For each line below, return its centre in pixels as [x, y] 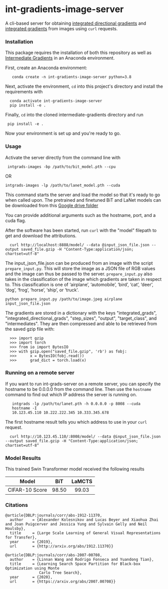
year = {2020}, [31, 577]
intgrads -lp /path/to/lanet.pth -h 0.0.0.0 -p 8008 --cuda [76, 404]
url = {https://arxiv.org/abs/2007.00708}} [63, 582]
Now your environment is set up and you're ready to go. [63, 133]
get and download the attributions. [41, 235]
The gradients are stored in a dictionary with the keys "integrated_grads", [81, 313]
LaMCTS [82, 482]
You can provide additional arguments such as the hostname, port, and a [80, 215]
